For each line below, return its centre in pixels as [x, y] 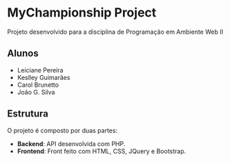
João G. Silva [36, 92]
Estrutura [28, 114]
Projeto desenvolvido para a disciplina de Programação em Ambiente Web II [115, 32]
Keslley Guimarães [44, 77]
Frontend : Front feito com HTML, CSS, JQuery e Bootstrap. [102, 151]
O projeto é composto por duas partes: [63, 130]
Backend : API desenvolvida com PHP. [71, 143]
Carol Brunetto [38, 85]
